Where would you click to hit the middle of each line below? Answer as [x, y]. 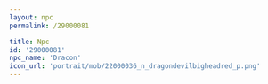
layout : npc [31, 17]
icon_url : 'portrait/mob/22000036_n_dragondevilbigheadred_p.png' [135, 66]
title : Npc [29, 42]
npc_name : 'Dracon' [45, 58]
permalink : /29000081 [49, 26]
